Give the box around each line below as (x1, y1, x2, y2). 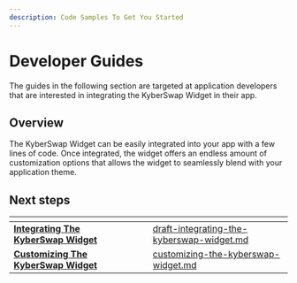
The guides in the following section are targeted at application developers (9, 80, 278, 91)
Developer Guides (9, 50, 144, 71)
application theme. (9, 167, 77, 178)
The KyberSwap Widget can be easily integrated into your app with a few (9, 139, 276, 149)
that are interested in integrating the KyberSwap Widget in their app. (9, 89, 258, 100)
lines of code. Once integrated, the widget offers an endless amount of (9, 148, 268, 159)
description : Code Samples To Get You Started (9, 12, 184, 22)
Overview (9, 115, 65, 130)
